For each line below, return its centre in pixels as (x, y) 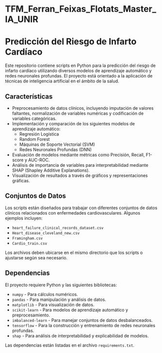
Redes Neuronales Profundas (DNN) (56, 149)
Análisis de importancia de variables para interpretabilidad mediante (80, 165)
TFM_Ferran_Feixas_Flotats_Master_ (81, 9)
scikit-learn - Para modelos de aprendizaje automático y (70, 310)
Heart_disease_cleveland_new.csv (46, 233)
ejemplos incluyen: (24, 218)
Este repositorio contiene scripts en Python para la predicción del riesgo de (81, 66)
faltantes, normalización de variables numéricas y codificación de (78, 113)
